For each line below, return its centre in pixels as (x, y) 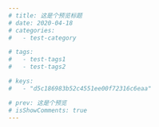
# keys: (21, 81)
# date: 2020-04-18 (41, 23)
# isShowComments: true (48, 110)
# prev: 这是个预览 (38, 103)
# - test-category (43, 38)
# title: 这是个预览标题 (45, 15)
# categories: (32, 30)
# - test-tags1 (37, 60)
